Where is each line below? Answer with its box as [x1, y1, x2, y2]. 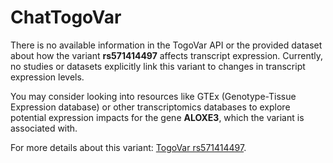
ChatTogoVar [10, 6, 122, 29]
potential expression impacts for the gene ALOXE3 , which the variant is [10, 111, 305, 123]
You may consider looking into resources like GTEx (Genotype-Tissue [10, 90, 297, 102]
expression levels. [10, 71, 85, 83]
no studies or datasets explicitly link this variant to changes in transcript [10, 60, 306, 72]
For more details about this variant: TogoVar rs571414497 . [10, 141, 247, 153]
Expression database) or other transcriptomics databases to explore [10, 101, 291, 113]
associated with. [10, 122, 78, 134]
